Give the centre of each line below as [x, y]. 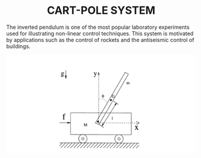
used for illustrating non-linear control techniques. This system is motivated [100, 33]
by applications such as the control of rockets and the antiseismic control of [100, 40]
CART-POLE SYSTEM [101, 11]
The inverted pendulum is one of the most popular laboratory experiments [98, 27]
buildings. [18, 46]
